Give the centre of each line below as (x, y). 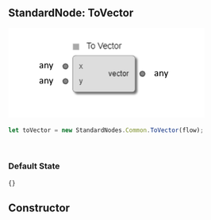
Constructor (39, 208)
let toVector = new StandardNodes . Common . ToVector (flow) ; (106, 130)
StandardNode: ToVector (71, 13)
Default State (34, 166)
